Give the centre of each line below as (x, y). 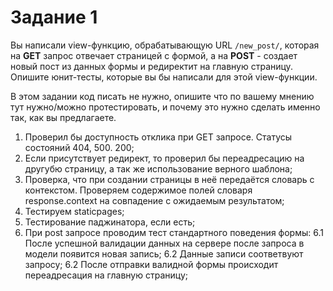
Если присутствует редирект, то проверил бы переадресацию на (164, 158)
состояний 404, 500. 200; (79, 147)
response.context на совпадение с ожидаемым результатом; (154, 200)
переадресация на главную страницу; (106, 275)
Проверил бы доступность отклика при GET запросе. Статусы (158, 137)
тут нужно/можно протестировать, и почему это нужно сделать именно (165, 107)
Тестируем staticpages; (74, 211)
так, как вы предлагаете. (63, 117)
